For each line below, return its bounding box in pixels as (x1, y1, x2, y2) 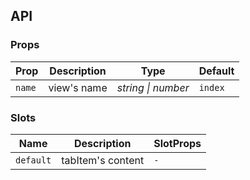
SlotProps (153, 136, 202, 150)
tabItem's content (61, 153, 145, 167)
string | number (116, 80, 190, 94)
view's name (48, 80, 108, 94)
